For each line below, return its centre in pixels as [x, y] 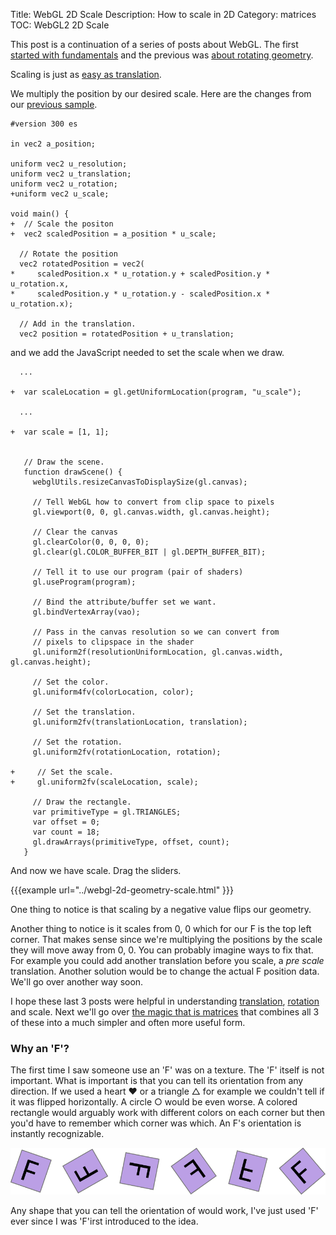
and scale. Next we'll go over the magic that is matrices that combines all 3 [165, 1012]
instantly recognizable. [57, 1134]
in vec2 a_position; [53, 144]
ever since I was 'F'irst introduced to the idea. [104, 1221]
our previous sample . [54, 104]
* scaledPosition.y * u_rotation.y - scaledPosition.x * [140, 294]
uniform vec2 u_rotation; [64, 184]
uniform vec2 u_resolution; [69, 164]
